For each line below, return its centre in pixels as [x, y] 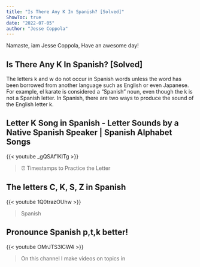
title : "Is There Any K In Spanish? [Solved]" [65, 12]
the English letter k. [30, 104]
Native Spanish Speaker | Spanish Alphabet [89, 133]
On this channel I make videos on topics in [73, 258]
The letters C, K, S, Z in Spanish [66, 187]
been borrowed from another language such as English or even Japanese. [98, 85]
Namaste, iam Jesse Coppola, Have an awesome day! [72, 46]
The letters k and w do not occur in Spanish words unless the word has [94, 79]
